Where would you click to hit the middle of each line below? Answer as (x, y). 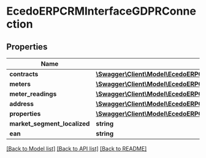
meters (20, 84)
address (22, 104)
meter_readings (33, 94)
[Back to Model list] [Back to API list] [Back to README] (77, 149)
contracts (24, 74)
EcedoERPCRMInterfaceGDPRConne (101, 11)
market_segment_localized (50, 124)
